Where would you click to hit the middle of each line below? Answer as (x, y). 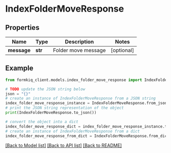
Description (79, 42)
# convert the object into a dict (42, 122)
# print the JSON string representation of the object (65, 108)
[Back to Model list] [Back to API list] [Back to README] (64, 145)
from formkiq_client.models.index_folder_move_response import (74, 80)
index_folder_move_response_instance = (48, 103)
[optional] (122, 50)
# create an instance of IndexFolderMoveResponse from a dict (73, 131)
